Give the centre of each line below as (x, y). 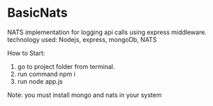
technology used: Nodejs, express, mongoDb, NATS (82, 39)
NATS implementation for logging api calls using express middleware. (107, 32)
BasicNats (37, 13)
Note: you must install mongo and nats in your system (85, 95)
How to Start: (26, 53)
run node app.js (40, 81)
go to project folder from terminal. (66, 66)
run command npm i (46, 74)
